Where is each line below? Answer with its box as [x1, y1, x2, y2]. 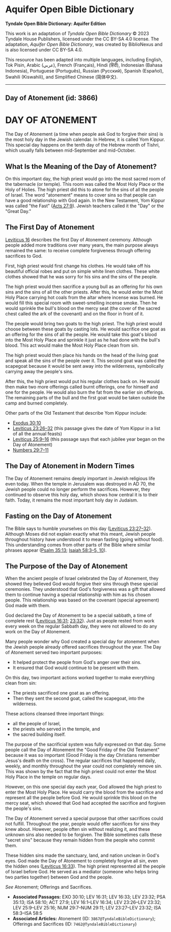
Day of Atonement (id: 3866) [5, 93, 98, 103]
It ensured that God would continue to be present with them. [12, 665, 139, 671]
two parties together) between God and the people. [5, 874, 113, 880]
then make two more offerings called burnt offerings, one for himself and [5, 384, 158, 390]
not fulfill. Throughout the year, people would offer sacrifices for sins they [5, 821, 160, 827]
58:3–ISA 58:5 [12, 910, 43, 916]
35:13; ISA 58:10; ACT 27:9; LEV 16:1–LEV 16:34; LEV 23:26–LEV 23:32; [12, 899, 161, 905]
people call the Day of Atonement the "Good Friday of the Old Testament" [5, 747, 160, 753]
